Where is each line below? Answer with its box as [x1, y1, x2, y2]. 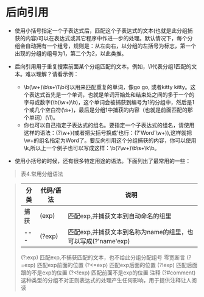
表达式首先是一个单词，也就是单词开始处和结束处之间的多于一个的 [29, 91, 195, 98]
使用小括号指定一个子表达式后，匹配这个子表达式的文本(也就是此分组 [14, 27, 188, 34]
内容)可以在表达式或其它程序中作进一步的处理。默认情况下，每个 [25, 34, 188, 41]
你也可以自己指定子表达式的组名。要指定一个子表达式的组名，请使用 [23, 121, 195, 129]
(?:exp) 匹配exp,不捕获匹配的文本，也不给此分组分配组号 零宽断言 [20, 254, 186, 261]
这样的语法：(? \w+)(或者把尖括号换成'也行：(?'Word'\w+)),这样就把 [23, 129, 192, 136]
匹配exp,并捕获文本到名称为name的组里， [68, 227, 188, 236]
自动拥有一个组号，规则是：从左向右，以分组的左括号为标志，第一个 [25, 42, 196, 49]
